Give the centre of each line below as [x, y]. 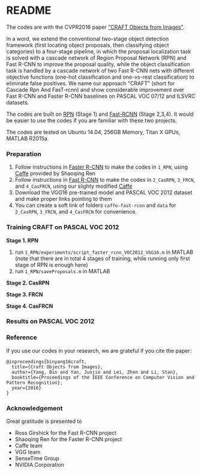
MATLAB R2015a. [28, 138]
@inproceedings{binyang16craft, [46, 361]
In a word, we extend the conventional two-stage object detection [88, 38]
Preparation [24, 154]
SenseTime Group [37, 458]
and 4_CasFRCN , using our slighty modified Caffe [73, 186]
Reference [22, 338]
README [29, 10]
